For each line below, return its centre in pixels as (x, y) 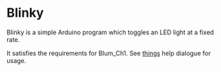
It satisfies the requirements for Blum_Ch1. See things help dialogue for (109, 53)
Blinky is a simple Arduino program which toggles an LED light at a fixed (110, 32)
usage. (16, 60)
